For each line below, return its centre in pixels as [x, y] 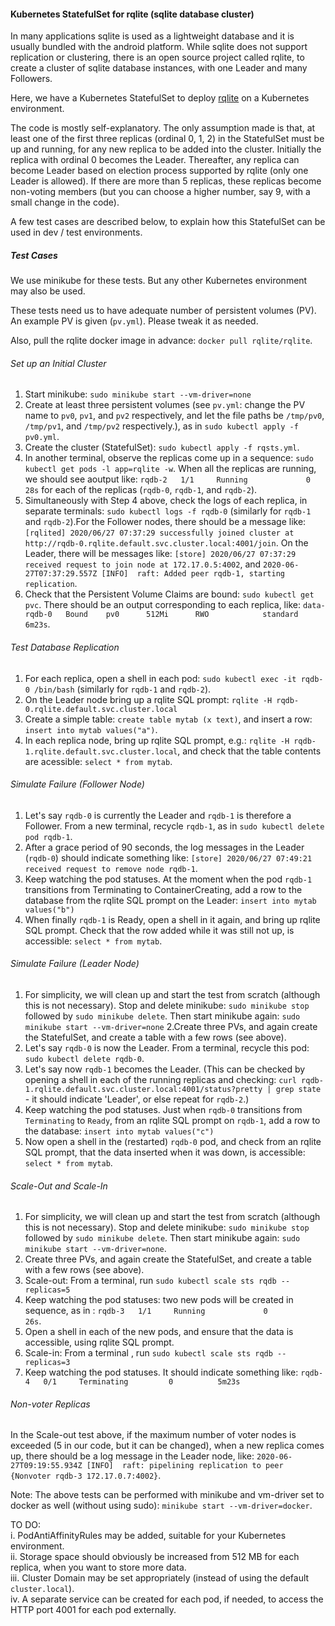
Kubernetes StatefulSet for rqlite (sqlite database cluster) [132, 14]
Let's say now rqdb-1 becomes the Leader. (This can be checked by [165, 1069]
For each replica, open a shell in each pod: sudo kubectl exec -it [160, 678]
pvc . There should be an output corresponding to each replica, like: [162, 605]
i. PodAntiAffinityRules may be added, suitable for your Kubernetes [148, 1536]
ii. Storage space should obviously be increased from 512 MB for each [155, 1557]
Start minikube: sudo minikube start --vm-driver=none [138, 394]
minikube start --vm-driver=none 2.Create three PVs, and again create [171, 1026]
